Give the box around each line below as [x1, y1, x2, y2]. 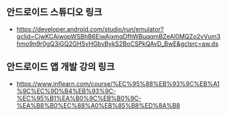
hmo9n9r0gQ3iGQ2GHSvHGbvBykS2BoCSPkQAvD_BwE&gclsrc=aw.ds [16, 40, 219, 48]
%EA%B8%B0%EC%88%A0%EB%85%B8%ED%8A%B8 [16, 101, 181, 109]
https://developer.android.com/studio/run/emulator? [16, 25, 164, 33]
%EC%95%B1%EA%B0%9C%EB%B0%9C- [16, 94, 141, 102]
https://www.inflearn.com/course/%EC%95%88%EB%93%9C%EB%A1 [16, 79, 220, 87]
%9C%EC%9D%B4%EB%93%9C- [16, 87, 116, 95]
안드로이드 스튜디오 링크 [6, 6, 102, 18]
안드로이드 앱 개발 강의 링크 [6, 61, 115, 73]
